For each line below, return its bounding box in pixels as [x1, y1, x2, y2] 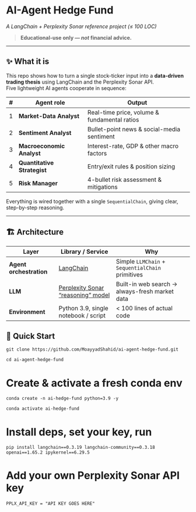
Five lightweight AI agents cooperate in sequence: [6, 84, 127, 91]
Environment [9, 307, 45, 316]
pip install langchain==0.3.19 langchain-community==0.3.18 [6, 445, 156, 451]
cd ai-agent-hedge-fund [6, 357, 64, 363]
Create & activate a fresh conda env [6, 376, 183, 389]
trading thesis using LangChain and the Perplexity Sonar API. [6, 78, 155, 85]
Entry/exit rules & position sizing [87, 162, 176, 170]
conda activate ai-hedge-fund [6, 406, 80, 412]
